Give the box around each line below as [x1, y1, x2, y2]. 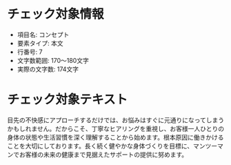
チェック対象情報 [7, 6, 105, 22]
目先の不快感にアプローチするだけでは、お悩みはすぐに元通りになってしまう [7, 115, 225, 124]
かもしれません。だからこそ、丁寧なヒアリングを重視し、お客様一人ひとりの [7, 124, 225, 133]
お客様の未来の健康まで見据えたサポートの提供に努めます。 [19, 150, 188, 159]
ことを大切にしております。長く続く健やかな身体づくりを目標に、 [7, 142, 194, 150]
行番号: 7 [17, 48, 43, 56]
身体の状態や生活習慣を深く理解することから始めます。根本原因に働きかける [7, 133, 224, 142]
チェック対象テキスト [7, 92, 128, 108]
